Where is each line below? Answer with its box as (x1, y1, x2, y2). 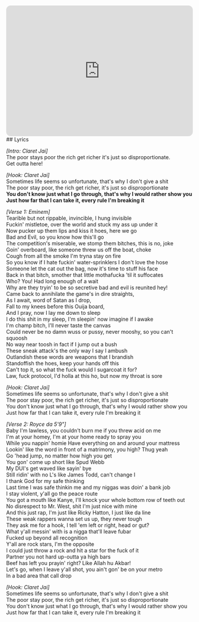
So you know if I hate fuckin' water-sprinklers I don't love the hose (6, 259, 168, 266)
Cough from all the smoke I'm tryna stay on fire (6, 252, 121, 260)
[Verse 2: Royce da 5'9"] (6, 421, 66, 428)
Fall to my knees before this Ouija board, (6, 303, 105, 310)
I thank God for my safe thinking (6, 478, 85, 484)
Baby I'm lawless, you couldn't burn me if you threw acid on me (6, 427, 161, 434)
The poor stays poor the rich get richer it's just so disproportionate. (6, 154, 171, 160)
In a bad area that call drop (6, 572, 72, 579)
